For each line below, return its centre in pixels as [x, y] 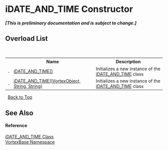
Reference [16, 126]
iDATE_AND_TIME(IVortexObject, [47, 81]
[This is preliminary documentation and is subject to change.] [71, 23]
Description [128, 62]
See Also [19, 113]
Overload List [26, 39]
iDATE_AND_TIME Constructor [69, 9]
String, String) [28, 86]
